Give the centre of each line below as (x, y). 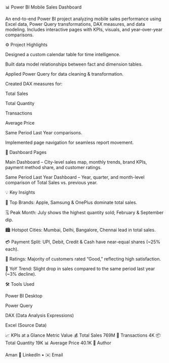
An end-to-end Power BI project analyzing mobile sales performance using (83, 19)
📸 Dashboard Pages (26, 152)
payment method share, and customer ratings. (54, 167)
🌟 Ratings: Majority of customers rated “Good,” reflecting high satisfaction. (83, 259)
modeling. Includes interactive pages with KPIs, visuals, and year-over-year (84, 30)
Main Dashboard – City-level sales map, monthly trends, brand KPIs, (76, 162)
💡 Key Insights (20, 192)
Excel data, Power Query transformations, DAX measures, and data (75, 24)
